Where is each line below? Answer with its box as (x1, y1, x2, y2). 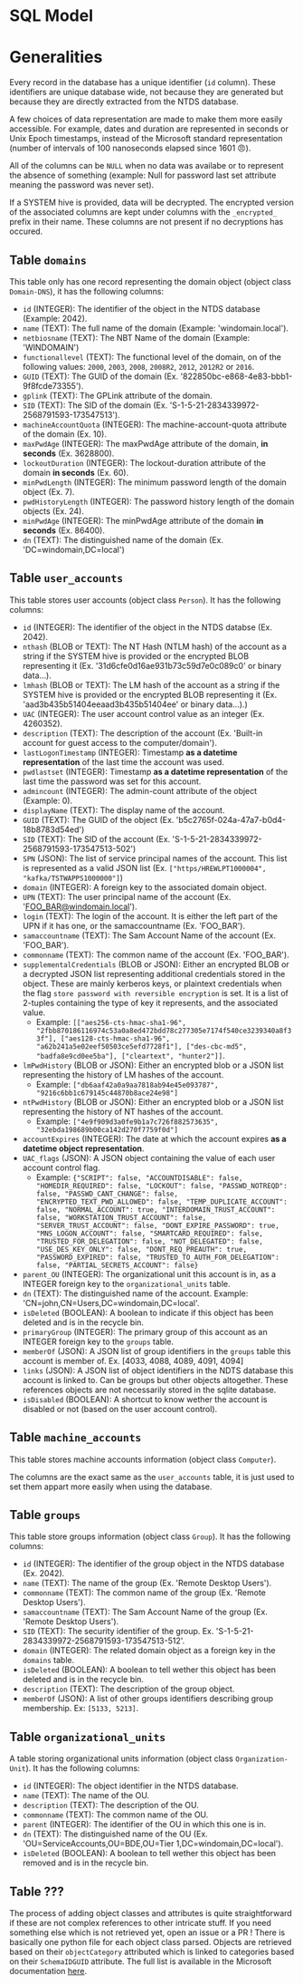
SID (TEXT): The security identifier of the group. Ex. (22, 1626, 214, 1637)
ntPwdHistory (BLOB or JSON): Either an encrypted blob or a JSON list (22, 1096, 284, 1107)
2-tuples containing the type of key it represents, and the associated (22, 997, 279, 1008)
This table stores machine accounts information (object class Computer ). (9, 1454, 277, 1465)
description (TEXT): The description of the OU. (22, 1800, 199, 1811)
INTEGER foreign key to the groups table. (22, 1336, 175, 1347)
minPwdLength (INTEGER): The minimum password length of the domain (22, 477, 287, 488)
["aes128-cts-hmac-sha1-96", (60, 1034, 170, 1043)
